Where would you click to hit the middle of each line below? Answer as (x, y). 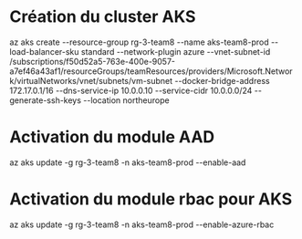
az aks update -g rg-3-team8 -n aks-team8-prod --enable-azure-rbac (142, 224)
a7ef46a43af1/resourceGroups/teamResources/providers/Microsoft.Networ (151, 71)
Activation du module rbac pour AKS (151, 199)
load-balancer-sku (44, 51)
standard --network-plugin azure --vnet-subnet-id (176, 51)
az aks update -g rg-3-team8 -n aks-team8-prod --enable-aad (128, 162)
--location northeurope (127, 100)
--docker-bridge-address (223, 80)
